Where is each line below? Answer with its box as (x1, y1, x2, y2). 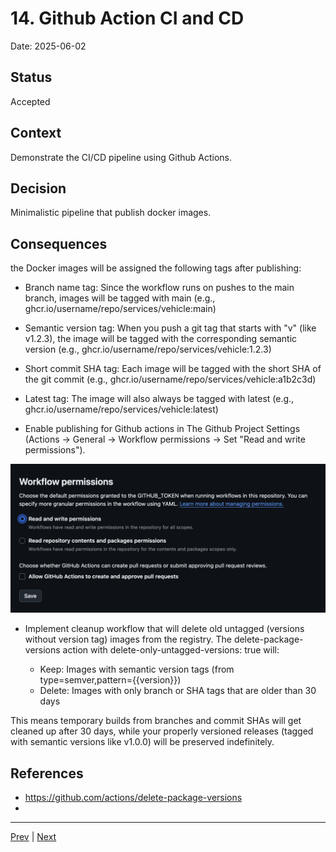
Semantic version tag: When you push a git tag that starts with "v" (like (24, 322, 317, 334)
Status (10, 69, 53, 86)
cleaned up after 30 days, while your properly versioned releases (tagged (10, 725, 314, 737)
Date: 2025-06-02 (10, 40, 87, 52)
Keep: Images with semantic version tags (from (39, 663, 235, 676)
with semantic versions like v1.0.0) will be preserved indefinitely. (10, 736, 275, 748)
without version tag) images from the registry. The (24, 633, 232, 646)
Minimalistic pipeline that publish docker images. (10, 207, 212, 219)
